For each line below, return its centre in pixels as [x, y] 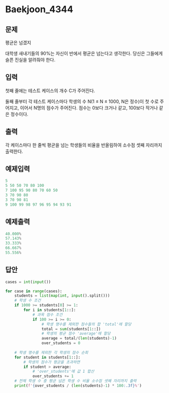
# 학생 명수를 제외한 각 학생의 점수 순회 [51, 352]
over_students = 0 [61, 343]
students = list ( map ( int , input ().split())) [62, 296]
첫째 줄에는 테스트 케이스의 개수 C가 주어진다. [50, 91]
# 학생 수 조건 [28, 301]
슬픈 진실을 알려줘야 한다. [30, 60]
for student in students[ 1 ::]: [47, 357]
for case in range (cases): [34, 291]
